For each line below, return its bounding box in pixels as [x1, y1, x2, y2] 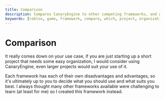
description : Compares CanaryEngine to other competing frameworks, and [5, 12, 157, 17]
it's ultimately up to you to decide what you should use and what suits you [5, 79, 155, 84]
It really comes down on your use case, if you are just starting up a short [5, 53, 152, 59]
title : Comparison [5, 7, 43, 12]
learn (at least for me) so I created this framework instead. [5, 89, 123, 95]
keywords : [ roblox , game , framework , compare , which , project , [5, 16, 137, 21]
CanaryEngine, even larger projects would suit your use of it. [5, 64, 128, 70]
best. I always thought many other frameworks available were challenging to [5, 83, 160, 89]
